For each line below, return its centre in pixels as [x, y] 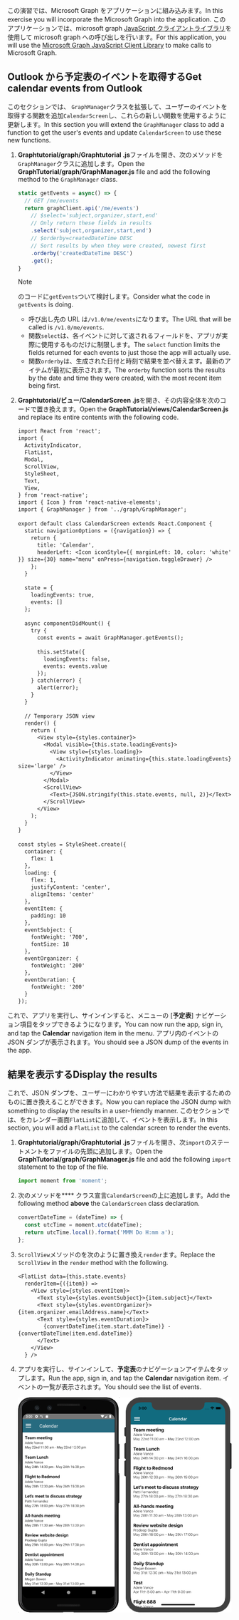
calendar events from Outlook [75, 89]
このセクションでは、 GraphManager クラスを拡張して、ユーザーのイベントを [117, 106]
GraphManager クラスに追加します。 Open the [81, 163]
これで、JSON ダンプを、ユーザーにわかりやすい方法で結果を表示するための [119, 1093]
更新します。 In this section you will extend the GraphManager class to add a [116, 124]
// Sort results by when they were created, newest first [118, 246]
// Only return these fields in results [91, 223]
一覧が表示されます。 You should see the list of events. [122, 1387]
